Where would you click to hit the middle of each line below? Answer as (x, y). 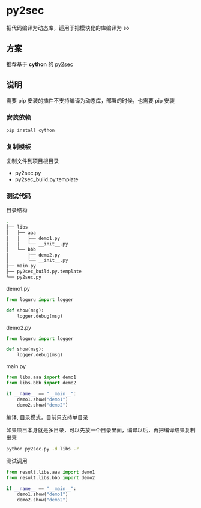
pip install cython (31, 130)
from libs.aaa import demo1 (41, 378)
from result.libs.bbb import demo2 (51, 478)
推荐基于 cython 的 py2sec (40, 64)
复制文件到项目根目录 (32, 161)
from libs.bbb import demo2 (41, 383)
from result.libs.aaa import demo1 (51, 472)
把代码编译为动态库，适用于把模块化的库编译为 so (68, 28)
